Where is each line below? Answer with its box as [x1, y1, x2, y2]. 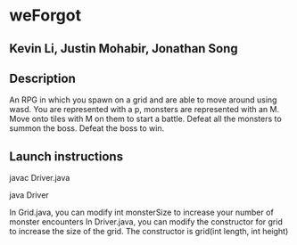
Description [9, 70, 76, 86]
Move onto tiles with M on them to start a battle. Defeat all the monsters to [9, 113, 283, 125]
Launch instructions [9, 149, 123, 164]
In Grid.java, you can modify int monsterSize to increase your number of [9, 207, 274, 218]
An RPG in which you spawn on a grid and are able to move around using [9, 94, 277, 105]
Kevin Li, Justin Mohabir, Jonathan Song [9, 41, 238, 56]
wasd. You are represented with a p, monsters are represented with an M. [9, 104, 280, 115]
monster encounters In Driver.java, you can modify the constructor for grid [9, 216, 283, 227]
